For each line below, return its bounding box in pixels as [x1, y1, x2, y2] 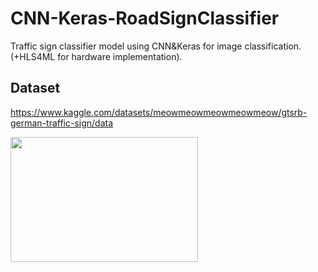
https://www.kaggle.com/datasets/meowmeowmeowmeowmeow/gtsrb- [10, 106, 308, 118]
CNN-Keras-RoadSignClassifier [10, 7, 280, 30]
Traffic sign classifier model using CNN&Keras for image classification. [10, 40, 302, 52]
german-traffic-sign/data [10, 117, 114, 129]
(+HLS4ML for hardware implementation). [10, 50, 183, 62]
